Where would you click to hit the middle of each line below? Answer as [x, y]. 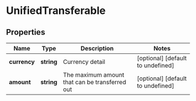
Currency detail [84, 62]
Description [97, 48]
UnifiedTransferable [56, 11]
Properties [26, 32]
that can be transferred [95, 82]
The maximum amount [94, 75]
